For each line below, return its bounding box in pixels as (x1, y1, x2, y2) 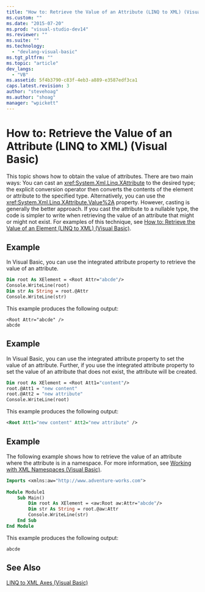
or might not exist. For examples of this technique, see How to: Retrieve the (6, 218, 195, 225)
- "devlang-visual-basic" (12, 49, 78, 55)
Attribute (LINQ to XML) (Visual (6, 139, 168, 153)
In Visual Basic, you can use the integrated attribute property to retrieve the (6, 258, 196, 266)
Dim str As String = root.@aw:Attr (28, 506, 119, 512)
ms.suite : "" (6, 37, 40, 43)
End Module (6, 523, 34, 529)
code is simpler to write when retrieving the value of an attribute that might (6, 212, 194, 219)
